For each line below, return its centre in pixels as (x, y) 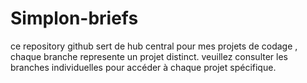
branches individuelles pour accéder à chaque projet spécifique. (143, 67)
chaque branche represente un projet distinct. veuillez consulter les (149, 56)
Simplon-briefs (74, 18)
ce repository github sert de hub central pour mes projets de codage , (154, 46)
